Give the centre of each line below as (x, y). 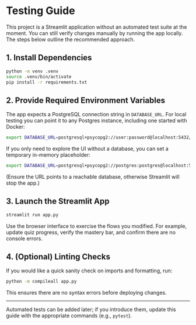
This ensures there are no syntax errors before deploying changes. (87, 293)
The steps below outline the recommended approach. (71, 39)
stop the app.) (23, 183)
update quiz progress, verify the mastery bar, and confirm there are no (91, 232)
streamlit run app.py (32, 215)
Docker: (15, 127)
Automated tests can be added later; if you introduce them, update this (91, 310)
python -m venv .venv (32, 71)
